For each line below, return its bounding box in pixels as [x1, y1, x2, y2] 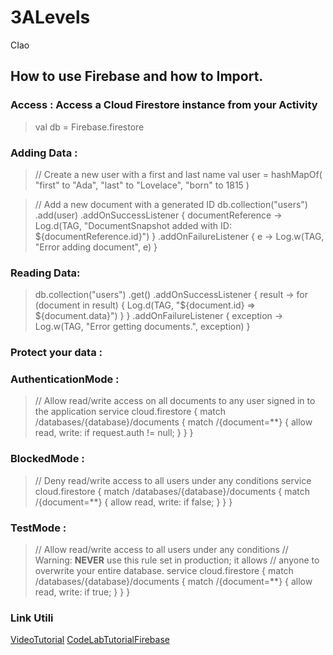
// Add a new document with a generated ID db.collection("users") [34, 198, 308, 210]
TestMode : [10, 521, 67, 535]
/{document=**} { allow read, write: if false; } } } [34, 496, 233, 508]
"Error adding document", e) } [34, 241, 158, 253]
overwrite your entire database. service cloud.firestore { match [34, 565, 294, 577]
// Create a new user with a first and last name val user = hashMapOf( [34, 168, 323, 180]
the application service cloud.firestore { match [34, 406, 227, 418]
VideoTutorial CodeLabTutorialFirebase [10, 634, 170, 646]
